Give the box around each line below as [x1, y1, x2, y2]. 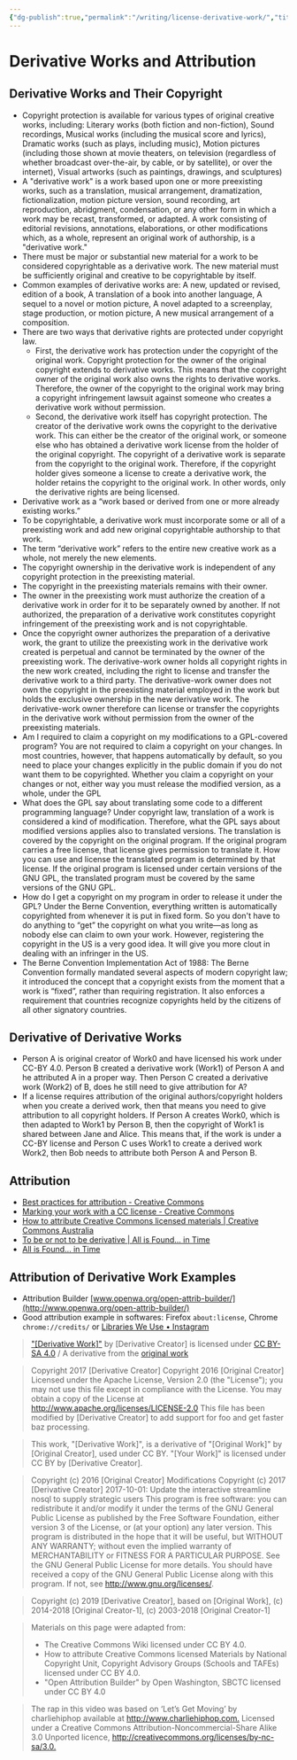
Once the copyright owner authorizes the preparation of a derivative [21, 627, 271, 638]
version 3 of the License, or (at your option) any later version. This [30, 1522, 272, 1533]
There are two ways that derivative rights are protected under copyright [21, 326, 284, 337]
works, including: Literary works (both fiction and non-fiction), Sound [21, 119, 275, 129]
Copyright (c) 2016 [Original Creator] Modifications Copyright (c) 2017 [30, 1475, 286, 1485]
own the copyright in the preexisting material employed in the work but [21, 684, 280, 695]
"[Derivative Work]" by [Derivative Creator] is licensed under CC [30, 1339, 266, 1350]
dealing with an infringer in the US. [21, 947, 148, 958]
